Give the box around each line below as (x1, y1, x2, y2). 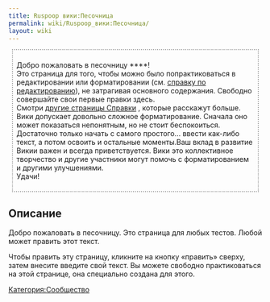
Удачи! (16, 172, 40, 181)
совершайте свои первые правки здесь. (16, 94, 156, 105)
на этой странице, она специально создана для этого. (8, 269, 195, 279)
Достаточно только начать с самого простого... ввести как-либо (16, 129, 240, 139)
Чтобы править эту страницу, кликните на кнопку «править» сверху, (8, 252, 246, 262)
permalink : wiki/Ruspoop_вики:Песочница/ (8, 19, 150, 27)
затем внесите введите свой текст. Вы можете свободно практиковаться (8, 261, 262, 271)
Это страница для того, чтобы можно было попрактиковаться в (16, 69, 236, 79)
